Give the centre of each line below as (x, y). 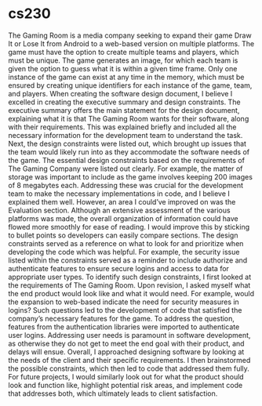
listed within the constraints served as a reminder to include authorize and (128, 260)
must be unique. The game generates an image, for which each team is (123, 60)
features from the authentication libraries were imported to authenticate (124, 327)
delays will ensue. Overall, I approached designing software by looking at (126, 352)
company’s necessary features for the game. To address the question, (122, 318)
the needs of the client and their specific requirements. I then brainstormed (129, 360)
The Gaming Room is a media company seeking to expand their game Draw (130, 35)
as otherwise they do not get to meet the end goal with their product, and (126, 343)
